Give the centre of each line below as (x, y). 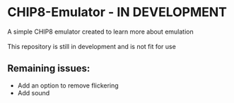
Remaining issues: (49, 68)
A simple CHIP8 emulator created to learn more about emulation (100, 32)
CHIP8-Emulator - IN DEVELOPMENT (117, 12)
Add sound (34, 92)
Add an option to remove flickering (68, 85)
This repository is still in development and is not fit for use (92, 46)
